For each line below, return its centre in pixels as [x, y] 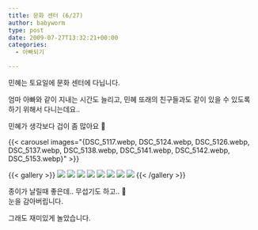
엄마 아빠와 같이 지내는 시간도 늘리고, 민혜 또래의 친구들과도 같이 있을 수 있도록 [129, 99]
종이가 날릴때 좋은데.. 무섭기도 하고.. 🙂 [67, 191]
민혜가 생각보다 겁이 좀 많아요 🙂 [57, 126]
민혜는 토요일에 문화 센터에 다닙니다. [64, 83]
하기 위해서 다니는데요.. [44, 109]
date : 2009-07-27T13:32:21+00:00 [63, 38]
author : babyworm [37, 23]
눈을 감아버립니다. [36, 201]
